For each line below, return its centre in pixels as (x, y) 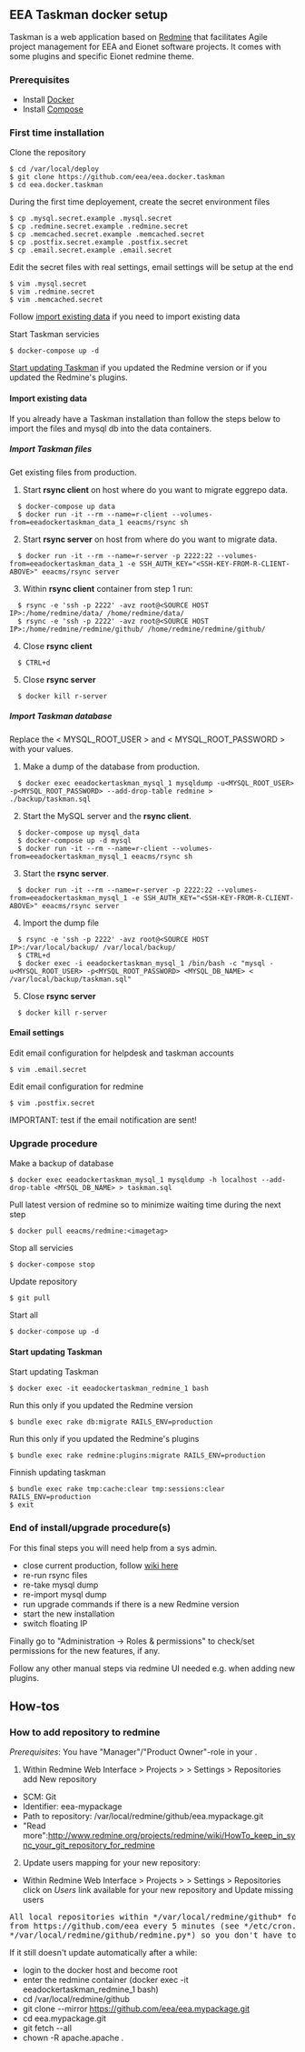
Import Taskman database (61, 716)
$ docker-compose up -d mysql (74, 840)
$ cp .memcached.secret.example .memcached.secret (107, 235)
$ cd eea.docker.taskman (56, 185)
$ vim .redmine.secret (52, 292)
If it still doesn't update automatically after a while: (103, 1953)
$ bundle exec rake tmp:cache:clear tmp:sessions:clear (117, 1489)
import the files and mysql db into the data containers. (110, 428)
